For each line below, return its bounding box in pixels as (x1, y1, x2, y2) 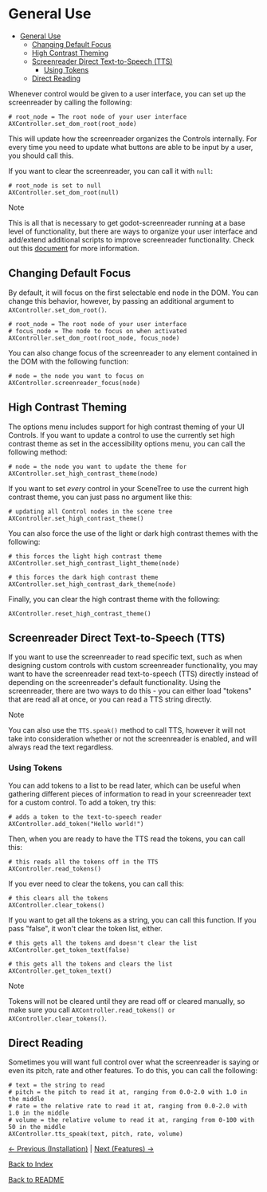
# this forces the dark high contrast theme (8, 573, 159, 581)
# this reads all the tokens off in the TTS (8, 858, 159, 866)
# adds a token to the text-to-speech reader (8, 812, 162, 821)
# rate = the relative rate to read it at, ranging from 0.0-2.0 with (8, 1102, 248, 1111)
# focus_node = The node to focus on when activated (8, 327, 187, 335)
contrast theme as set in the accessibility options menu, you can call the (8, 439, 245, 448)
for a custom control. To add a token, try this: (8, 797, 157, 807)
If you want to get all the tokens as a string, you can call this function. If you (8, 915, 257, 925)
